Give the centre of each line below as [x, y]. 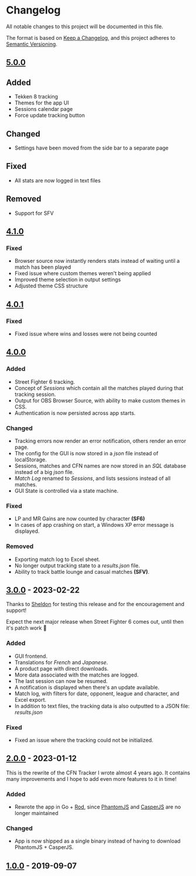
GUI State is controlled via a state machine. [66, 491]
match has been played [43, 267]
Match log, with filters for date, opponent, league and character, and [97, 694]
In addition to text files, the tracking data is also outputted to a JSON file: [102, 706]
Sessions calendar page [44, 109]
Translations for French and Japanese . [61, 662]
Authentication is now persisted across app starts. [75, 413]
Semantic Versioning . [32, 44]
